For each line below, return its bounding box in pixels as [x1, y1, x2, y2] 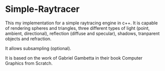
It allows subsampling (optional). [5, 45, 71, 51]
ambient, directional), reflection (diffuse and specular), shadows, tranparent [5, 30, 160, 36]
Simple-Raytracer [5, 3, 80, 15]
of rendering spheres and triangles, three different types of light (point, [5, 25, 150, 31]
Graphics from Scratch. [5, 60, 53, 66]
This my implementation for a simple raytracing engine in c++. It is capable [5, 20, 158, 26]
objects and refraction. [5, 36, 52, 42]
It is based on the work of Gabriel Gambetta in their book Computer [5, 55, 143, 61]
